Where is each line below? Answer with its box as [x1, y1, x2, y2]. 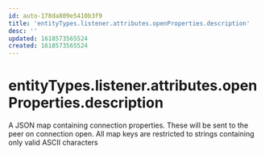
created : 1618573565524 [8, 42, 89, 50]
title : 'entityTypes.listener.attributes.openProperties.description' [8, 19, 251, 27]
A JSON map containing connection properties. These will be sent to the [8, 120, 249, 130]
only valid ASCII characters [8, 138, 98, 148]
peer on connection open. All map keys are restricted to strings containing [8, 129, 255, 139]
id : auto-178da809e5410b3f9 [8, 11, 103, 20]
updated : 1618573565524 [8, 34, 89, 43]
